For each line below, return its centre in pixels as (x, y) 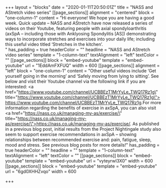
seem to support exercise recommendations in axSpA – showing (71, 134)
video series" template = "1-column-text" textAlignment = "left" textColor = (82, 55)
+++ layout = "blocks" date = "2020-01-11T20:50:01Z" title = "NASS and (79, 7)
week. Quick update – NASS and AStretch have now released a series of (79, 23)
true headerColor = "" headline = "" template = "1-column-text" (70, 150)
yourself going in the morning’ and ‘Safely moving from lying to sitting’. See (82, 76)
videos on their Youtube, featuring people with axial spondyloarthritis (76, 28)
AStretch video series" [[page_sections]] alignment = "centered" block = (80, 12)
